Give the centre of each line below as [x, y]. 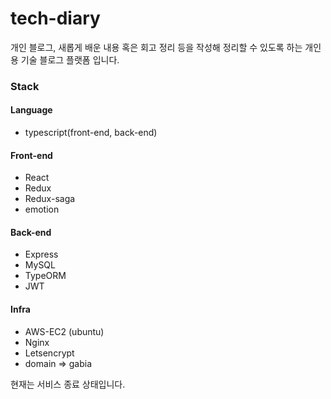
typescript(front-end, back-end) [91, 133]
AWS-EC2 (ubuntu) [64, 331]
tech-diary [55, 18]
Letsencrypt [49, 353]
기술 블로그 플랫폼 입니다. [70, 59]
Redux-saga [50, 199]
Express [41, 254]
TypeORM [45, 276]
